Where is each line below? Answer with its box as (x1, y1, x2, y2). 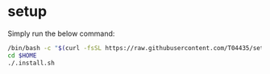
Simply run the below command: (7, 29, 115, 38)
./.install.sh (7, 59, 56, 67)
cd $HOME (7, 51, 37, 60)
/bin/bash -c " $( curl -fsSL (7, 44, 102, 52)
